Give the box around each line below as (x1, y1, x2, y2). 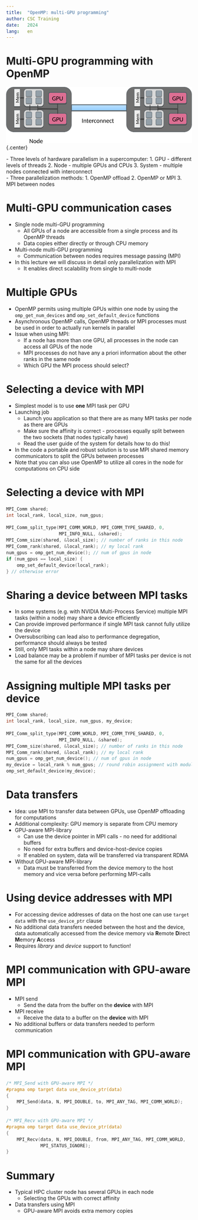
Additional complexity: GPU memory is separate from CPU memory (14, 820, 178, 827)
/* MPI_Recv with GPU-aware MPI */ (6, 1118, 94, 1124)
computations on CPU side (14, 465, 80, 472)
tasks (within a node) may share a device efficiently (14, 614, 140, 622)
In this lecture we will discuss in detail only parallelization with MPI (14, 259, 176, 266)
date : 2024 (6, 22, 38, 28)
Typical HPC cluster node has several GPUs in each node (14, 1189, 154, 1196)
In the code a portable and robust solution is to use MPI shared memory (14, 446, 189, 453)
